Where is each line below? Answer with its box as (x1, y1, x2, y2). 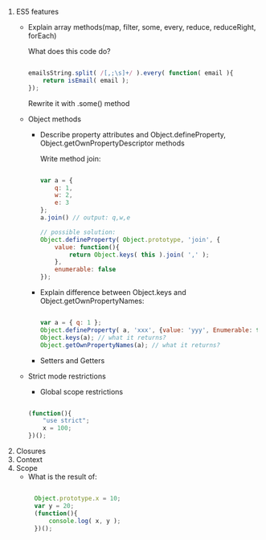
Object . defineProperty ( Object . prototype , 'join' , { (39, 235, 221, 243)
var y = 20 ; (34, 501, 75, 509)
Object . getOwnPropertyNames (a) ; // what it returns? (39, 341, 221, 349)
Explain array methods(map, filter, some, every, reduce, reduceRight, (27, 22, 256, 31)
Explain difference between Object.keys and (39, 288, 186, 297)
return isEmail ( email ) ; (43, 76, 130, 84)
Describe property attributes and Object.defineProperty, (39, 129, 227, 139)
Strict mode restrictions (27, 371, 106, 381)
